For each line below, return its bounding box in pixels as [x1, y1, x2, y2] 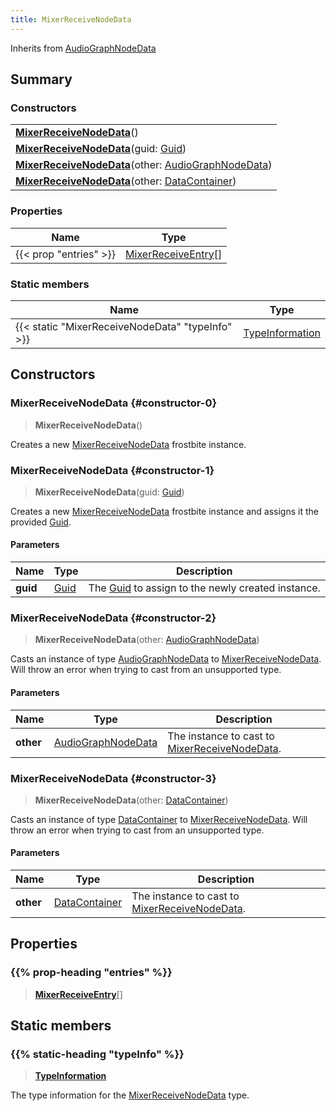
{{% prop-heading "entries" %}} [10, 966, 173, 980]
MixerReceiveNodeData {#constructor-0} [10, 396, 218, 410]
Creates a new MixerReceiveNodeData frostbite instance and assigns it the [10, 505, 319, 517]
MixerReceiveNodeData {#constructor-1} [10, 463, 215, 477]
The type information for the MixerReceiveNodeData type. [10, 1089, 250, 1101]
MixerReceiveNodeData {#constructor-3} [10, 771, 217, 785]
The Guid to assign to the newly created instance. [88, 581, 321, 595]
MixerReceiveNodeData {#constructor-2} [10, 611, 217, 625]
